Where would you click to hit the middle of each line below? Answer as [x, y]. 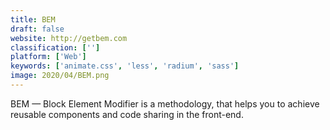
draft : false [37, 29]
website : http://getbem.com [69, 38]
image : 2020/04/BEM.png [60, 76]
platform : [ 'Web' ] [48, 57]
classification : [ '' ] [55, 47]
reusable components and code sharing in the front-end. [127, 114]
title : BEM [33, 19]
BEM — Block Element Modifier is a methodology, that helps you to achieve [165, 103]
